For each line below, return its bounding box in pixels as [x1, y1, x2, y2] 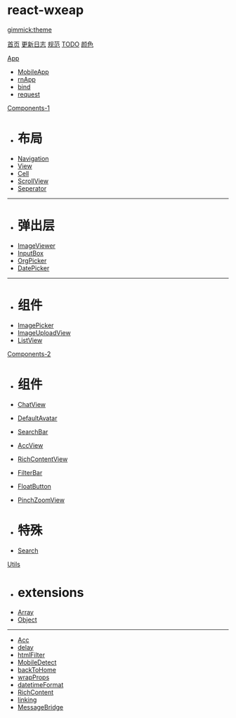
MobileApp [17, 68, 49, 76]
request [17, 90, 40, 99]
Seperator [17, 184, 47, 192]
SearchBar [17, 427, 48, 436]
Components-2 [7, 349, 51, 358]
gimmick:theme [7, 25, 53, 34]
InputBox [17, 248, 44, 257]
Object [17, 615, 37, 624]
